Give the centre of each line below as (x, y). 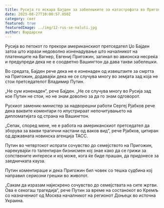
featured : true (20, 23)
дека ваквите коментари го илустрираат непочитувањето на (69, 111)
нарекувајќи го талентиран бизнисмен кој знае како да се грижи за (76, 150)
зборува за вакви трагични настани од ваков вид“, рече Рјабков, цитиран (82, 131)
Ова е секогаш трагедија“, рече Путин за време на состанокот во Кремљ (82, 190)
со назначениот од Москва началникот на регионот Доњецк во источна (81, 195)
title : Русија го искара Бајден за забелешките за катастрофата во (75, 10)
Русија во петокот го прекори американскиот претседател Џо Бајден (77, 46)
